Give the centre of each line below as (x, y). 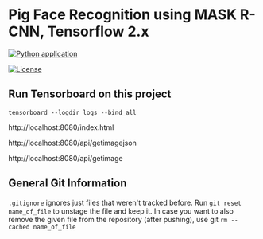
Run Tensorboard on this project (90, 94)
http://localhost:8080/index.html (61, 127)
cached (19, 227)
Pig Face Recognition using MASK (122, 15)
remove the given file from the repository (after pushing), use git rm (118, 219)
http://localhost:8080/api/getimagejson (72, 143)
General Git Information (68, 184)
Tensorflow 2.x (98, 31)
